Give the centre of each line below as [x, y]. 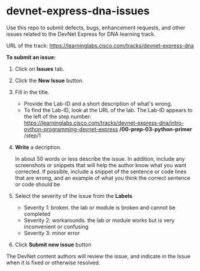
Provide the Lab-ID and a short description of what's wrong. [98, 104]
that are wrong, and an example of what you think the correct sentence [102, 177]
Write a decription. [38, 147]
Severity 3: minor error [52, 233]
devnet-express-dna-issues [78, 11]
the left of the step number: [57, 116]
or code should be [37, 184]
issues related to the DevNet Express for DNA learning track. [81, 34]
